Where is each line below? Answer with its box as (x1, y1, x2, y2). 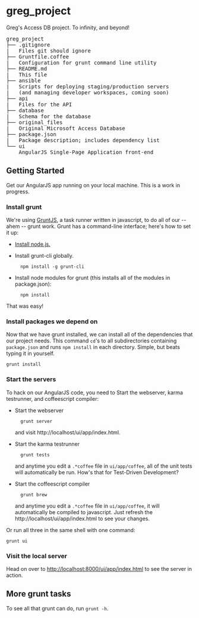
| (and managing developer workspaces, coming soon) (6, 89, 169, 96)
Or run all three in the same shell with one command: (6, 526, 135, 533)
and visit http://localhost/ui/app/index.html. (14, 428, 121, 436)
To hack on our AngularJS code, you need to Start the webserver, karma (6, 389, 183, 396)
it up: (6, 229, 19, 236)
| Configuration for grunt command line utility (6, 59, 157, 66)
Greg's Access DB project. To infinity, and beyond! (6, 24, 129, 31)
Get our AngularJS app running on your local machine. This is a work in (6, 181, 180, 189)
